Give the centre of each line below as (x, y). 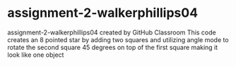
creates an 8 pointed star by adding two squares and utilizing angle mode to (118, 39)
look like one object (36, 55)
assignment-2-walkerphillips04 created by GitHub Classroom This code (112, 32)
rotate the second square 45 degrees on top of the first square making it (113, 47)
